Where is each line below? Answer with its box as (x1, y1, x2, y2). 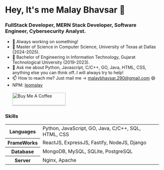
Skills (5, 113, 19, 119)
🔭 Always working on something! (12, 39, 79, 45)
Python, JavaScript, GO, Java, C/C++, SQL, (42, 125, 141, 132)
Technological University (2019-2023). (12, 59, 90, 65)
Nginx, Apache (42, 156, 77, 163)
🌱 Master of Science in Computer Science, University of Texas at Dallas (12, 44, 156, 50)
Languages (9, 128, 36, 135)
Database (11, 148, 34, 155)
